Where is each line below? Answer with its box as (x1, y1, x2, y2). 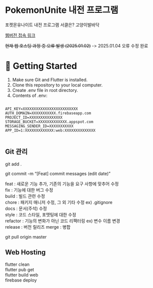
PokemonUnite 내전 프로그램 (5, 4, 119, 16)
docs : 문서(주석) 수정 (5, 206, 47, 211)
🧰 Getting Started (5, 60, 77, 72)
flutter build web (5, 272, 38, 278)
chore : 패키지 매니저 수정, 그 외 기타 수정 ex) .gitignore (5, 199, 113, 205)
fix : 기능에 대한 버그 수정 (5, 187, 53, 193)
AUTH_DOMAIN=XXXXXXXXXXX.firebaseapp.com (5, 111, 92, 116)
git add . (5, 161, 22, 167)
